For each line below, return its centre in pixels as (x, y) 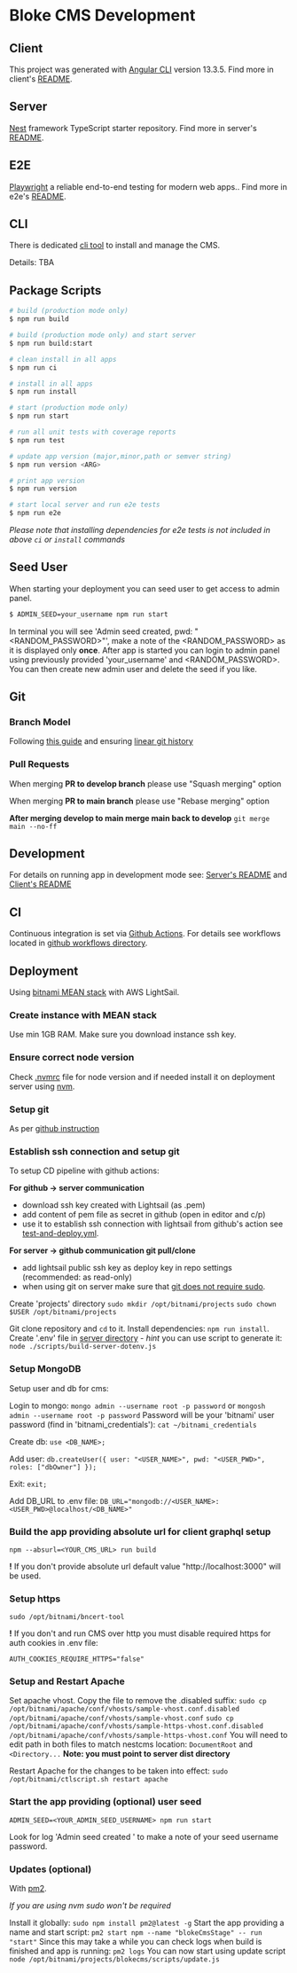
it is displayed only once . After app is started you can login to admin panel (145, 650)
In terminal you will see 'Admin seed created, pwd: (101, 631)
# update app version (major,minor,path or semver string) (121, 456)
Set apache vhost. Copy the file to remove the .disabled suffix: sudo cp (138, 1701)
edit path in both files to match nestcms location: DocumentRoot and (131, 1744)
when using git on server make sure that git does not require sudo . (144, 1287)
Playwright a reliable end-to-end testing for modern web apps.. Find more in (148, 186)
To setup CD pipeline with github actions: (84, 1170)
